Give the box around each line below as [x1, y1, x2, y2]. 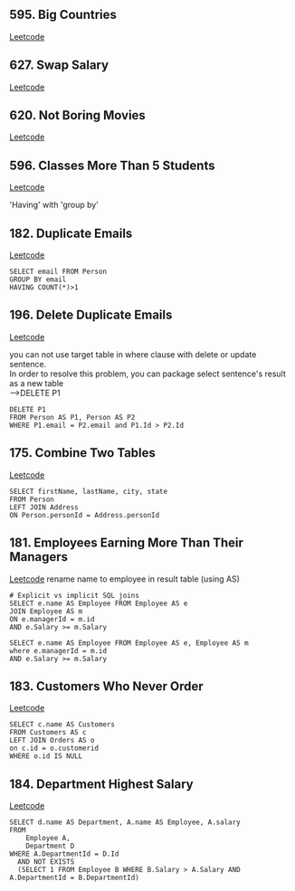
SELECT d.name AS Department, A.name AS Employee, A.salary [9, 818, 242, 827]
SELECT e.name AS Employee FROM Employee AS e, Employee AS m [9, 638, 249, 648]
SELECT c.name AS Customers [9, 720, 116, 729]
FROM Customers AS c [9, 728, 88, 737]
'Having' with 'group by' [9, 199, 100, 211]
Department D [25, 841, 75, 851]
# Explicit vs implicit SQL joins [9, 591, 140, 600]
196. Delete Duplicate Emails [9, 308, 173, 323]
